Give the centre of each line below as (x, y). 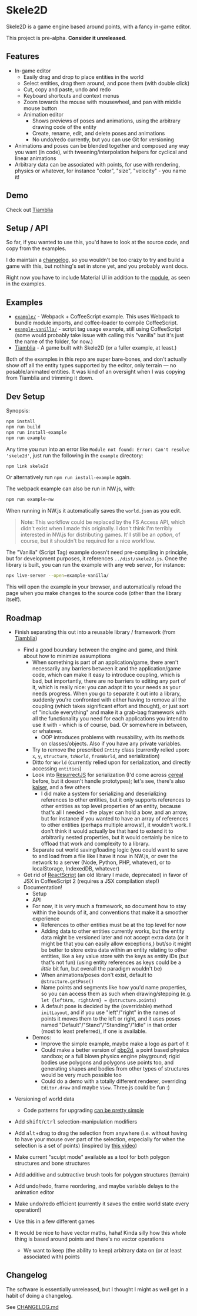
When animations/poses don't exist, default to (97, 975)
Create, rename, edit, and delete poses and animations (98, 133)
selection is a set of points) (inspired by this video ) (76, 1145)
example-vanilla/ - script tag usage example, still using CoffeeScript (98, 329)
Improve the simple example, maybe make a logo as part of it (115, 1044)
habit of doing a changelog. (39, 1295)
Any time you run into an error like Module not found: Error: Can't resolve (98, 449)
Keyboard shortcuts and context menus (71, 95)
